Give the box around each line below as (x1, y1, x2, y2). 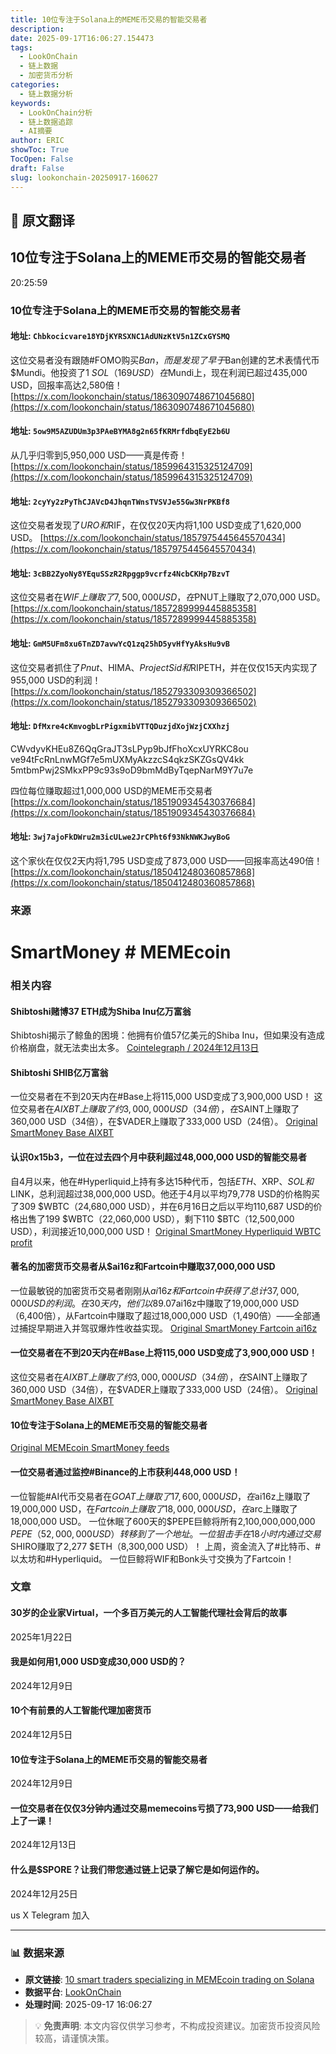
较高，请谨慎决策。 (34, 2032, 115, 2044)
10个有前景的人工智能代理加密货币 (10, 1704, 152, 1716)
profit (10, 1236, 33, 1248)
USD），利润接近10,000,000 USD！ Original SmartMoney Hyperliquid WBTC (10, 1225, 322, 1237)
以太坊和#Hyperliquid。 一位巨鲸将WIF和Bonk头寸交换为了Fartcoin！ (10, 1552, 295, 1565)
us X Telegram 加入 (10, 1909, 90, 1921)
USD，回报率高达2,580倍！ (10, 379, 123, 391)
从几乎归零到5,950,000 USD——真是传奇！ (10, 449, 188, 461)
